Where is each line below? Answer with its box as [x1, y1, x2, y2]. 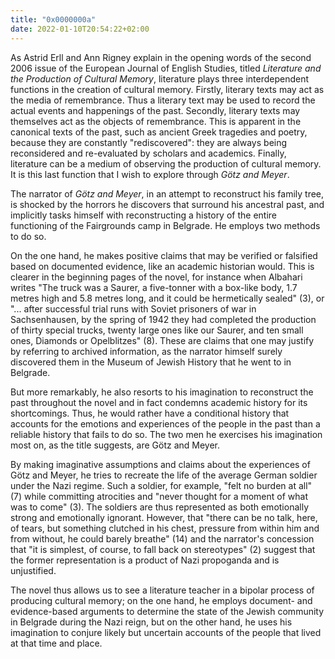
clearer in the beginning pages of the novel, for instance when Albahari [10, 271, 303, 283]
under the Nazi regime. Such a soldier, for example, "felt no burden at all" [10, 479, 313, 491]
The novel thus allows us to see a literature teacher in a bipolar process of [10, 584, 315, 596]
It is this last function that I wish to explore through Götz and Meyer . [10, 168, 290, 180]
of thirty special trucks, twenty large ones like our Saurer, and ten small [10, 324, 304, 336]
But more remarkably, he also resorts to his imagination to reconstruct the [10, 386, 314, 398]
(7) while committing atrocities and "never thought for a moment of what [10, 490, 309, 502]
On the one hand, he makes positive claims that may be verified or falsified [10, 249, 318, 261]
